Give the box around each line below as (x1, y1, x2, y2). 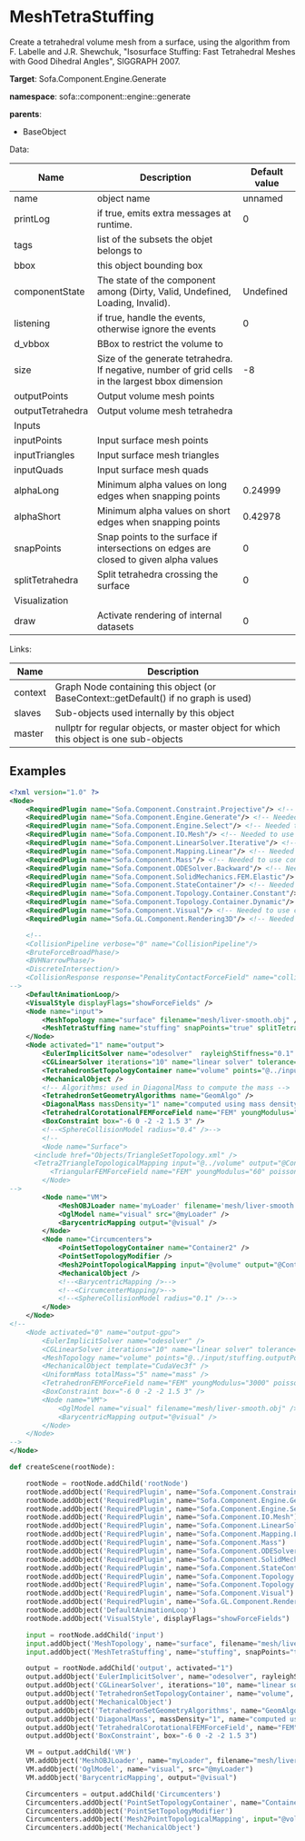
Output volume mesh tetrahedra (96, 404, 233, 417)
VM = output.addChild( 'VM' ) (25, 1747, 132, 1757)
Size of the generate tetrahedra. (96, 352, 233, 364)
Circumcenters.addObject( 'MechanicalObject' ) (25, 1824, 202, 1833)
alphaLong (14, 483, 60, 496)
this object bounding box (96, 259, 203, 272)
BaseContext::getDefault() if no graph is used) (54, 692, 252, 704)
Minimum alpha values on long (96, 478, 227, 491)
